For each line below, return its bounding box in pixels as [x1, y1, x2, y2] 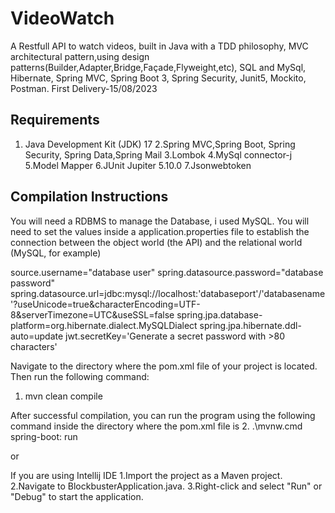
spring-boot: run [10, 430, 78, 442]
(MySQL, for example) [10, 247, 102, 259]
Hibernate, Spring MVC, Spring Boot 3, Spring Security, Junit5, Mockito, [10, 72, 307, 84]
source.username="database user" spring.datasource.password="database [10, 266, 324, 278]
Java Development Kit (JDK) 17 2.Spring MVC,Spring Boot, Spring [24, 138, 296, 150]
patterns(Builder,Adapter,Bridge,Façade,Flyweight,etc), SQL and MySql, [10, 61, 307, 73]
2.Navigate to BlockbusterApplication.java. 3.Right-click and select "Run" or [10, 480, 323, 492]
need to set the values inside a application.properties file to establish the [10, 225, 310, 237]
